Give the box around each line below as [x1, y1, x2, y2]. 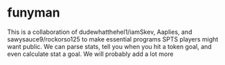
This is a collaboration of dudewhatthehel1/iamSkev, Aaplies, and [7, 28, 192, 36]
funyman [7, 5, 60, 21]
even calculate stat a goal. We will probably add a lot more [7, 50, 174, 58]
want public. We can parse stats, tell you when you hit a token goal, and [7, 42, 213, 50]
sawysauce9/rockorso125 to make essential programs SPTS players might [7, 35, 219, 43]
